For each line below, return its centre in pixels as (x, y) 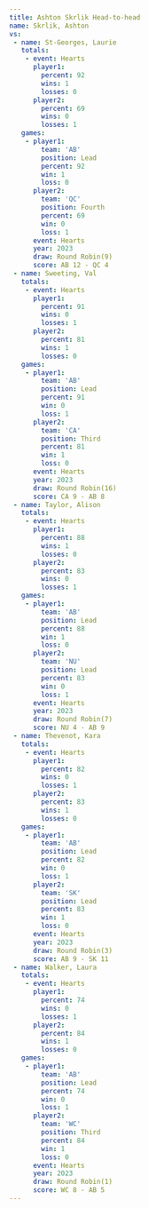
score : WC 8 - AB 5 (68, 1190)
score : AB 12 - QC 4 (71, 266)
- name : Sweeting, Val (55, 274)
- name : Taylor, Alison (57, 505)
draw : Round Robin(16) (74, 488)
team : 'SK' (61, 893)
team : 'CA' (61, 430)
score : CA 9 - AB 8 (68, 497)
